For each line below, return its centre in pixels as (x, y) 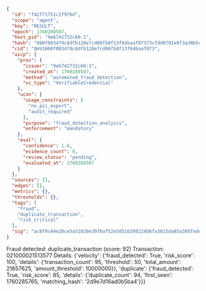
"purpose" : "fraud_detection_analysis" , (75, 123)
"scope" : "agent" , (36, 20)
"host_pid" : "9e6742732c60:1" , (52, 37)
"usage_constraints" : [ (53, 100)
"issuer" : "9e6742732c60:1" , (60, 66)
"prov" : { (30, 60)
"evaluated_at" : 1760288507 (59, 163)
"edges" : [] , (29, 186)
